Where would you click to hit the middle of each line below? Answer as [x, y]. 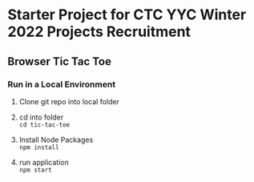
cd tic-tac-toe [44, 125]
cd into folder [41, 117]
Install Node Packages [56, 140]
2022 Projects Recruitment [99, 32]
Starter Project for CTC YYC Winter [127, 15]
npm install [39, 147]
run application [44, 162]
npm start [36, 170]
